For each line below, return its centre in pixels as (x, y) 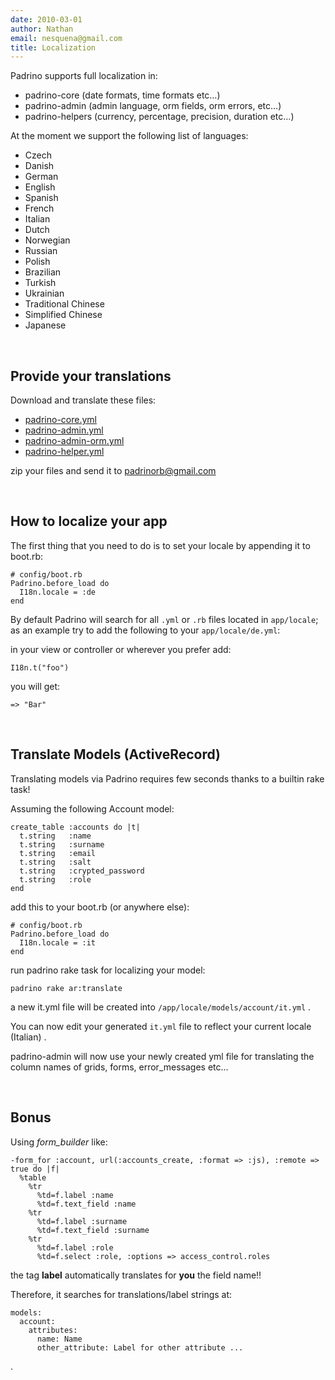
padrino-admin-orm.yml (74, 441)
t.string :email (58, 853)
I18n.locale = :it (58, 942)
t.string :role (55, 879)
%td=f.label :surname (82, 1221)
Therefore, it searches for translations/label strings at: (121, 1294)
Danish (39, 166)
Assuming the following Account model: (92, 808)
